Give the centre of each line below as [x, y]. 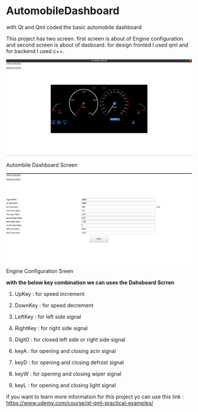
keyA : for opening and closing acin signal [65, 351]
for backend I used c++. [35, 51]
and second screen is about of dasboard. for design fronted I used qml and [97, 45]
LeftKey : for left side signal [48, 317]
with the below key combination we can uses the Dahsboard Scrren [90, 282]
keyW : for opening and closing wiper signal [68, 374]
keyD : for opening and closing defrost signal [69, 362]
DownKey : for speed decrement [54, 305]
